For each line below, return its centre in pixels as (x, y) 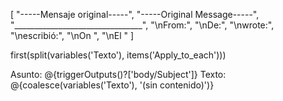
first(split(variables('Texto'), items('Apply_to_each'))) (118, 55)
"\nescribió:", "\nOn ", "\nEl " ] (72, 35)
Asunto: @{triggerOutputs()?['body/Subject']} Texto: (118, 74)
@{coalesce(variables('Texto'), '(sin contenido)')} (112, 85)
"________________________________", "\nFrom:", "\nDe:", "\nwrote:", (142, 25)
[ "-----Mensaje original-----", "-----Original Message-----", (135, 14)
